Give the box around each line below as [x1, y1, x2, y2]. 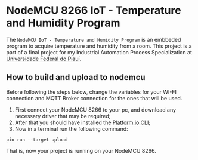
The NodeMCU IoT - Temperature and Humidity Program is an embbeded [6, 36, 181, 43]
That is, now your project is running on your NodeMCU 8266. [6, 147, 156, 154]
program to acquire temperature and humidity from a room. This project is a [6, 42, 192, 50]
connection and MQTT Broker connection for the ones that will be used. [6, 94, 182, 101]
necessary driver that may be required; [14, 112, 111, 119]
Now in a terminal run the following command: [14, 125, 128, 132]
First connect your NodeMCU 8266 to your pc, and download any [14, 106, 177, 113]
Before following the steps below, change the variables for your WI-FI [6, 88, 177, 96]
